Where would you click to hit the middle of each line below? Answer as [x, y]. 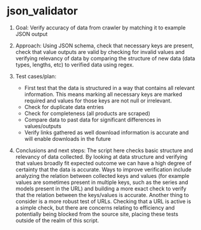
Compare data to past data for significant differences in [93, 119]
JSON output [31, 34]
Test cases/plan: [36, 76]
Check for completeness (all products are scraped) [87, 113]
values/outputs [43, 126]
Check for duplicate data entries [64, 107]
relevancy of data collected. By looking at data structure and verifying [101, 156]
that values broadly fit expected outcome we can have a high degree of [103, 163]
